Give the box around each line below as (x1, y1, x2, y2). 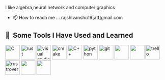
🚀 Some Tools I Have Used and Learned (5, 31, 133, 40)
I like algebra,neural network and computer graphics (5, 5, 116, 10)
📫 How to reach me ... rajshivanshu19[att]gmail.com (12, 15, 123, 20)
